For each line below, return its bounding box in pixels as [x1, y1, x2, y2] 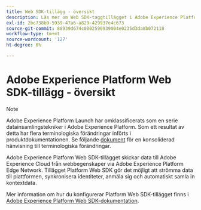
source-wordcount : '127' [6, 36, 68, 42]
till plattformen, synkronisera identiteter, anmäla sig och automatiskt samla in [6, 172, 195, 180]
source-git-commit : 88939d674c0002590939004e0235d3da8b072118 [6, 25, 165, 32]
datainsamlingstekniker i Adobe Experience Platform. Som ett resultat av [6, 123, 184, 130]
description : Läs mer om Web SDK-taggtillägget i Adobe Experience [6, 14, 178, 20]
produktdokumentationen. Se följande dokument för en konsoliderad [6, 135, 175, 143]
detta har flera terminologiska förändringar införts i [6, 129, 132, 137]
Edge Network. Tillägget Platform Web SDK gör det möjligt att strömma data [6, 166, 193, 174]
